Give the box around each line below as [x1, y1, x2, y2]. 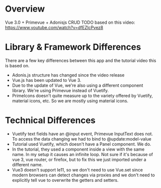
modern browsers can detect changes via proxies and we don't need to [12, 172, 155, 178]
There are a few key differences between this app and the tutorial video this [5, 57, 157, 63]
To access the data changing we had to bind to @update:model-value [12, 136, 152, 141]
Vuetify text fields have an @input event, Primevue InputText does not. [12, 131, 153, 137]
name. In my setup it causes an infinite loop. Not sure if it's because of [12, 151, 153, 157]
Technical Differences [5, 115, 96, 126]
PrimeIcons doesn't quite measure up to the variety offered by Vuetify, [12, 93, 153, 98]
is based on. [5, 63, 30, 68]
